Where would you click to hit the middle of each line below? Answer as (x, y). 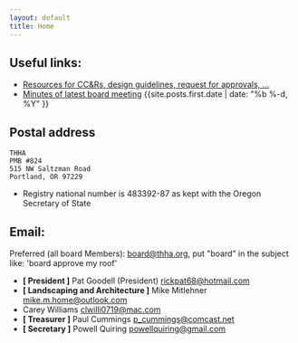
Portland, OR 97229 (46, 177)
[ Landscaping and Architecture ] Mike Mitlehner (115, 290)
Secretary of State (57, 204)
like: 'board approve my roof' (63, 262)
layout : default (40, 18)
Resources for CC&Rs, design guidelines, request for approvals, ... (146, 85)
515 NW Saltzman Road (50, 169)
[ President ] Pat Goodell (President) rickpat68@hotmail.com (136, 281)
